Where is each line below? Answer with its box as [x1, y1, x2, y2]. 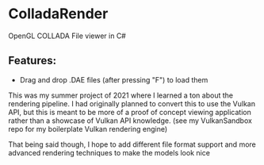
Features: [8, 54, 57, 67]
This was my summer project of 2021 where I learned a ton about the [8, 90, 234, 100]
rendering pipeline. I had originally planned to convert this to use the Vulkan [8, 98, 256, 108]
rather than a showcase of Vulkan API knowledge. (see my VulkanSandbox [8, 116, 252, 125]
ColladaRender [8, 5, 109, 23]
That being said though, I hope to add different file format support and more [8, 140, 256, 149]
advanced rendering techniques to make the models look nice [8, 148, 210, 157]
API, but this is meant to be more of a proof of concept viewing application [8, 107, 251, 117]
